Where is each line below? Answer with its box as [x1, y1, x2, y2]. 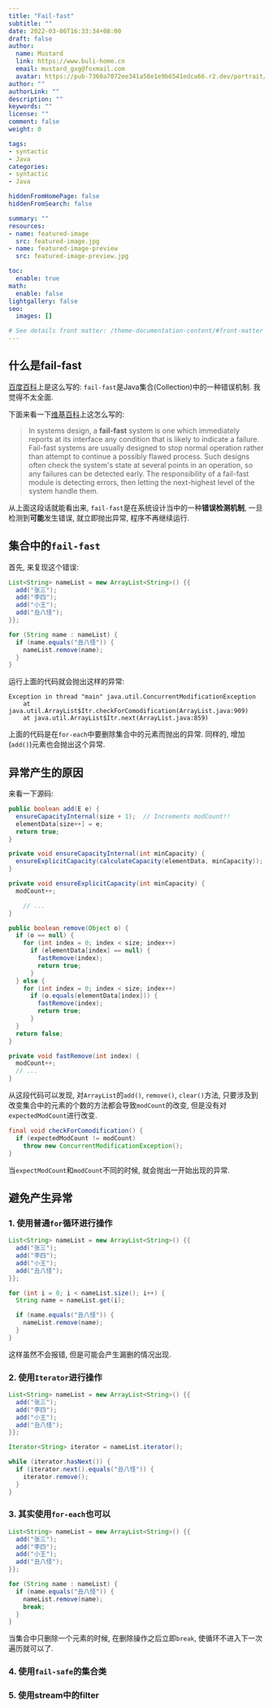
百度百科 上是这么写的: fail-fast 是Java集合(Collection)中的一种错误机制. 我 [8, 382, 262, 391]
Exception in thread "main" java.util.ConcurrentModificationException [8, 693, 256, 701]
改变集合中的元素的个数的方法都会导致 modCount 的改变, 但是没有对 [8, 1100, 227, 1110]
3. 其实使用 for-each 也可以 [8, 1508, 111, 1520]
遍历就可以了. [8, 1644, 54, 1654]
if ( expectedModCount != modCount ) [15, 1134, 136, 1142]
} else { [15, 976, 45, 985]
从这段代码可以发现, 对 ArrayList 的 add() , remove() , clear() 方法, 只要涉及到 [8, 1090, 258, 1100]
